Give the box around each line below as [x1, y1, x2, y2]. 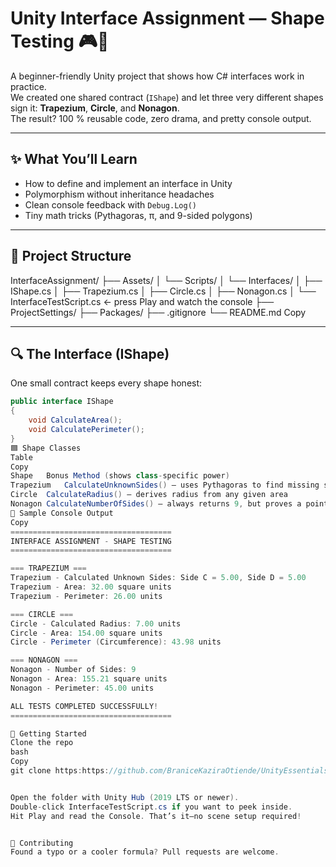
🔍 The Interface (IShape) [10, 345, 170, 362]
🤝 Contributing [10, 838, 74, 848]
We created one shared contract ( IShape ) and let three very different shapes [10, 91, 324, 103]
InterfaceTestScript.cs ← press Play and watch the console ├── [10, 295, 275, 307]
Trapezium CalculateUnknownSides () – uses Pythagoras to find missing [10, 480, 320, 491]
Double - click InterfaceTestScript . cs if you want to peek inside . [10, 802, 293, 812]
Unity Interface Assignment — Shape [10, 7, 325, 30]
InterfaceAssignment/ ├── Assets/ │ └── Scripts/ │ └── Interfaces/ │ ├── [10, 274, 323, 286]
